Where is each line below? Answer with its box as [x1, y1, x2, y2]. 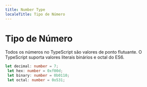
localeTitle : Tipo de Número [5, 12, 65, 17]
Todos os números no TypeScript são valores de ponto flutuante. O [5, 49, 142, 55]
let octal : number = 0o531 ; [7, 78, 65, 83]
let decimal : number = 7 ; [5, 64, 58, 69]
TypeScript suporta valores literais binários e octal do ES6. [5, 55, 125, 60]
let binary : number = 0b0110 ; [7, 73, 70, 78]
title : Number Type [5, 7, 46, 12]
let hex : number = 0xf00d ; [7, 68, 63, 74]
